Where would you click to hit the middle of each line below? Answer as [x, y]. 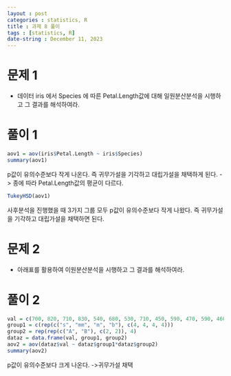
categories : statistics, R [47, 20]
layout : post [27, 13]
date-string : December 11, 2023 [55, 39]
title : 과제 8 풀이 [34, 26]
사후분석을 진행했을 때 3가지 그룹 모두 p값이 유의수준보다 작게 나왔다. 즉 [103, 210]
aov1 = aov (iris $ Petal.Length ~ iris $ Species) [75, 154]
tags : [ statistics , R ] [41, 33]
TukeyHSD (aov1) [29, 196]
